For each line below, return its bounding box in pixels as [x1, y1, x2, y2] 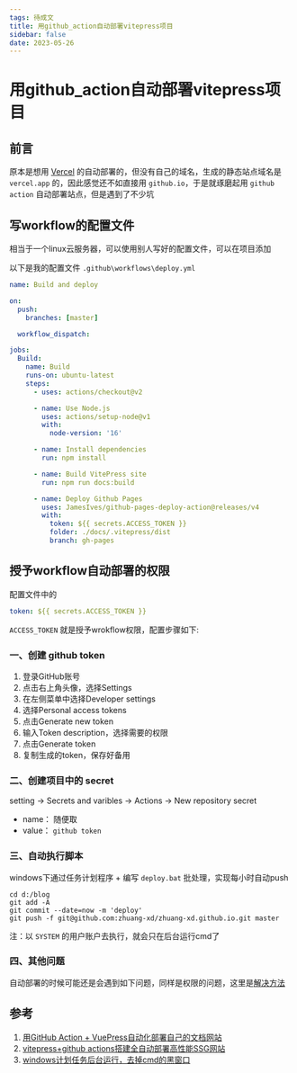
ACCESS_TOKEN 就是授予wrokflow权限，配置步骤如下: [9, 624, 200, 635]
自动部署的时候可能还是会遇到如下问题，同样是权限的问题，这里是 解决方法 [9, 977, 285, 988]
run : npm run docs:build [41, 478, 135, 487]
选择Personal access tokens [22, 704, 128, 715]
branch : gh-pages [49, 536, 115, 545]
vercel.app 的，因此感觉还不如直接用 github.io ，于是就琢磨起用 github [9, 177, 274, 189]
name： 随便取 [22, 814, 78, 825]
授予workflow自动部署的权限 [9, 563, 170, 578]
